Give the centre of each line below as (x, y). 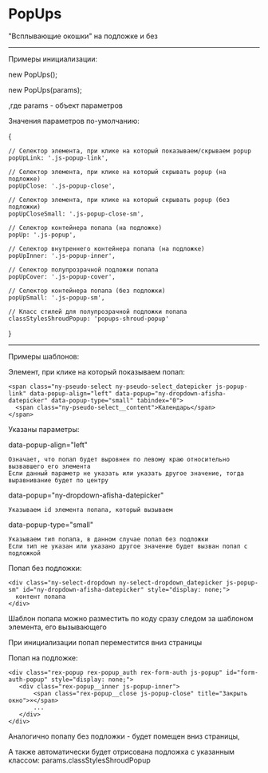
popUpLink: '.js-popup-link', (59, 158)
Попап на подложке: (43, 658)
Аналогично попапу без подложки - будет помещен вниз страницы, (124, 736)
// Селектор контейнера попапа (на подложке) (85, 228)
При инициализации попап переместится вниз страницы (105, 642)
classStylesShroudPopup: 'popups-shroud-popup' (89, 319)
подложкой (25, 553)
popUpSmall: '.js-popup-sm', (57, 297)
